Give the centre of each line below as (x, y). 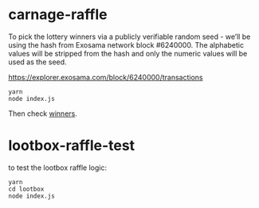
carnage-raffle (58, 15)
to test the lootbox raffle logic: (58, 168)
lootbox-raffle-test (72, 146)
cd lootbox (26, 189)
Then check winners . (43, 114)
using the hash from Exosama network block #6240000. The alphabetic (126, 44)
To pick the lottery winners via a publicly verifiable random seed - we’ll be (129, 37)
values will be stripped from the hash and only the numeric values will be (128, 53)
